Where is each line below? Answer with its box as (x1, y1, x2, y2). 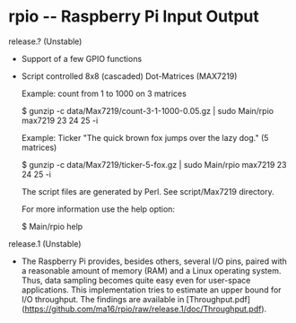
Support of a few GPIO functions (21, 53, 143, 64)
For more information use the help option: (21, 204, 176, 214)
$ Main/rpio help (21, 221, 83, 231)
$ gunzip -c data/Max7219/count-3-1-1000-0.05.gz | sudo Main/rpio (21, 105, 274, 116)
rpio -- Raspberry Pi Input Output (8, 6, 259, 27)
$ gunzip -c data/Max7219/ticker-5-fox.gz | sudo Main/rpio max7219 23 (21, 159, 287, 170)
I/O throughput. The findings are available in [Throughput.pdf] (21, 293, 250, 304)
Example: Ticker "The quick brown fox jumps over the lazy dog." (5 (21, 132, 269, 143)
